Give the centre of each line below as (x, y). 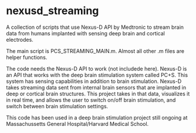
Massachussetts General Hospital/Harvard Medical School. (77, 124)
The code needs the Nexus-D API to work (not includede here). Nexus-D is (97, 68)
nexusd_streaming (53, 11)
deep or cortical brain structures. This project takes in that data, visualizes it (98, 94)
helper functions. (27, 57)
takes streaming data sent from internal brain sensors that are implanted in (96, 87)
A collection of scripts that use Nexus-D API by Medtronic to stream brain (95, 27)
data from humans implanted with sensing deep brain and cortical (86, 33)
